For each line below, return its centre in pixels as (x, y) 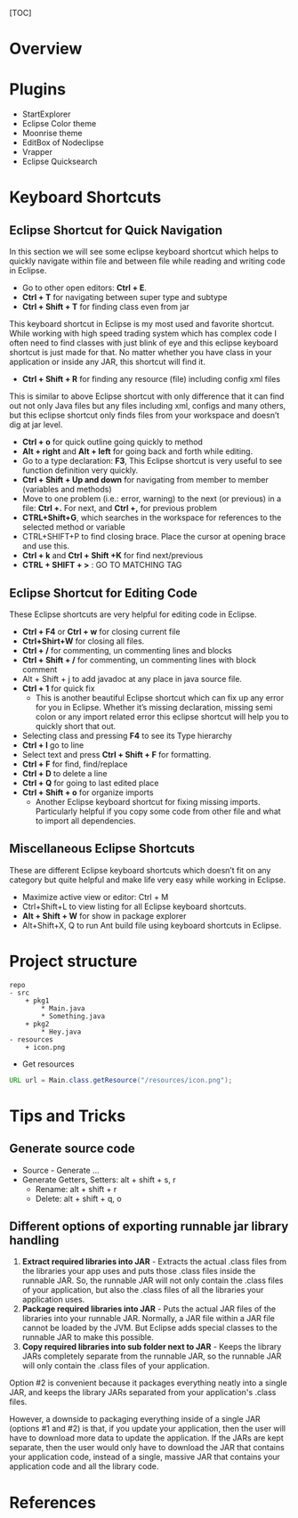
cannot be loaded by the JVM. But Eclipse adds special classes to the (149, 1328)
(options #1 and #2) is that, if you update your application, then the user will (148, 1429)
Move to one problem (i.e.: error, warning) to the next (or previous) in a (152, 499)
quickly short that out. (76, 726)
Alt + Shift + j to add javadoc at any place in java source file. (132, 678)
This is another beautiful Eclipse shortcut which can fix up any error (160, 697)
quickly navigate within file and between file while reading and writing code (148, 261)
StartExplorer (46, 114)
